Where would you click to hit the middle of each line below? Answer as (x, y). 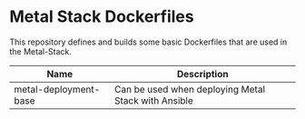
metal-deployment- (57, 89)
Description (202, 74)
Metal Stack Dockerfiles (102, 17)
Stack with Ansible (153, 100)
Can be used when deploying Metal (190, 89)
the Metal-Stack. (41, 51)
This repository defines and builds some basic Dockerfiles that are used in (148, 42)
